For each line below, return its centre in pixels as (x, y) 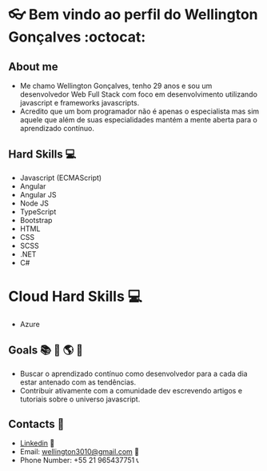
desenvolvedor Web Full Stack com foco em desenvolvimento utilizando (139, 94)
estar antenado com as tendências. (78, 382)
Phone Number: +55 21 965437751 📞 (80, 461)
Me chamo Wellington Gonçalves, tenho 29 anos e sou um (116, 86)
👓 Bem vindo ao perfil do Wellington (133, 15)
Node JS (34, 203)
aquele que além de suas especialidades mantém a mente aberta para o (138, 120)
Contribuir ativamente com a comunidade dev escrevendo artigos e (131, 390)
